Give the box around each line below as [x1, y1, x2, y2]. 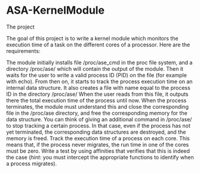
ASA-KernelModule [6, 4, 105, 17]
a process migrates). [6, 160, 57, 167]
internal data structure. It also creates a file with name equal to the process [6, 84, 191, 91]
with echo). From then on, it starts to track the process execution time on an [6, 78, 193, 85]
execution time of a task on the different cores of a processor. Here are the [6, 41, 190, 48]
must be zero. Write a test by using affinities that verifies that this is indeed [6, 147, 190, 155]
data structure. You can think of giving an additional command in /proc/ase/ [6, 115, 192, 122]
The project [6, 23, 35, 30]
